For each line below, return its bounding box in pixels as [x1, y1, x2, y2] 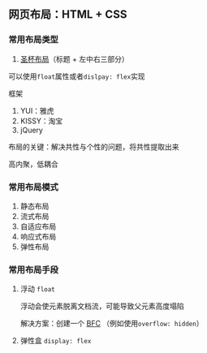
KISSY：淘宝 [19, 116, 63, 126]
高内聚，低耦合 [8, 159, 58, 169]
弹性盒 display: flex [19, 336, 92, 346]
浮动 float [19, 284, 55, 294]
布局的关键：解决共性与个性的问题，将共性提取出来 [8, 141, 179, 152]
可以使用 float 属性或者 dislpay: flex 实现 [8, 71, 145, 81]
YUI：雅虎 [19, 105, 54, 115]
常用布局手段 [8, 264, 59, 275]
